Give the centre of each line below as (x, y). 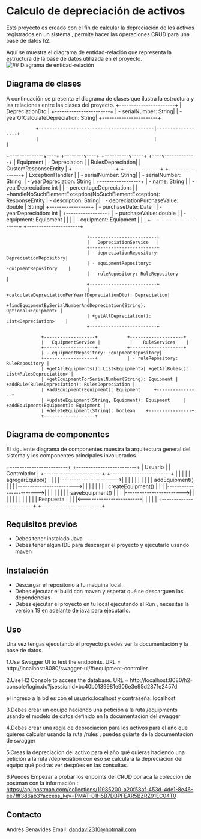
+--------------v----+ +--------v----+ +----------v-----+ (77, 155)
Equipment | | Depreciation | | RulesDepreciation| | (79, 162)
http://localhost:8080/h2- (161, 680)
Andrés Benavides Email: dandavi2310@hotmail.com (71, 829)
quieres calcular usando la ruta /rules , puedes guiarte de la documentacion (100, 734)
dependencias (33, 598)
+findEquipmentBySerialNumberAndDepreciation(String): (76, 305)
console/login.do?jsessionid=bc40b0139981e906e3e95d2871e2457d (92, 686)
